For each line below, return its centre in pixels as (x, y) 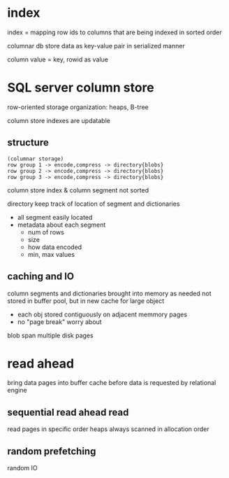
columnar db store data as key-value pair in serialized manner (96, 45)
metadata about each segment (61, 225)
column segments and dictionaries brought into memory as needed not (109, 293)
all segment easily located (55, 217)
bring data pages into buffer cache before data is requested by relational (112, 383)
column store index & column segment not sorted (78, 190)
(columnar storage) (36, 159)
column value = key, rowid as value (58, 59)
